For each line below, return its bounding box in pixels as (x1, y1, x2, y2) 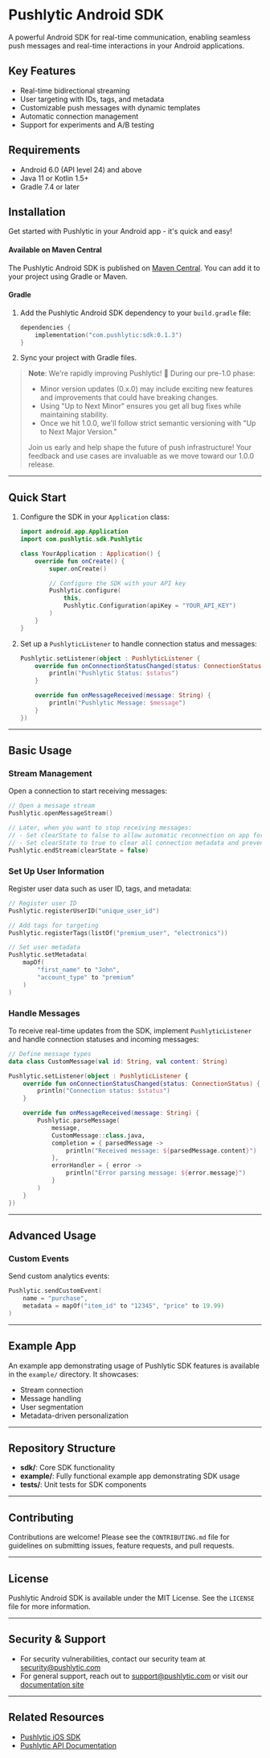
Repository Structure (8, 1441, 117, 1455)
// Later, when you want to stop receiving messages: (8, 824, 193, 832)
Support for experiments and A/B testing (19, 119, 155, 130)
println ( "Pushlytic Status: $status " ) (49, 669, 179, 678)
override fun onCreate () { (35, 557, 125, 565)
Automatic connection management (19, 111, 139, 121)
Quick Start (8, 490, 67, 505)
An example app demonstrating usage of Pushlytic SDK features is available (8, 1361, 260, 1370)
